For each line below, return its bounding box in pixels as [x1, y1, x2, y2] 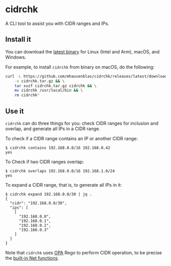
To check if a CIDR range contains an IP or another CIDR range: [5, 135, 138, 141]
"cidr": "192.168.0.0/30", [10, 200, 67, 205]
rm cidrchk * [14, 93, 40, 98]
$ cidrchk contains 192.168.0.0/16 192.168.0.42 [5, 145, 110, 151]
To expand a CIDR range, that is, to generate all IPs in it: [5, 182, 122, 188]
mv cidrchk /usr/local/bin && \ [14, 88, 83, 93]
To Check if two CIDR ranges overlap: [5, 159, 84, 165]
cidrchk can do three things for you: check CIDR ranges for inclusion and [5, 120, 159, 126]
